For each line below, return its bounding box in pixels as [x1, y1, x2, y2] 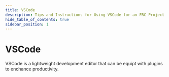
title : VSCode [5, 7, 36, 13]
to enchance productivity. [5, 66, 59, 72]
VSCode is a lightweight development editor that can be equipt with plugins [5, 61, 163, 67]
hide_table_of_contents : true [5, 17, 70, 22]
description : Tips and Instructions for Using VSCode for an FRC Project [5, 12, 165, 17]
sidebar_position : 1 [5, 21, 49, 27]
